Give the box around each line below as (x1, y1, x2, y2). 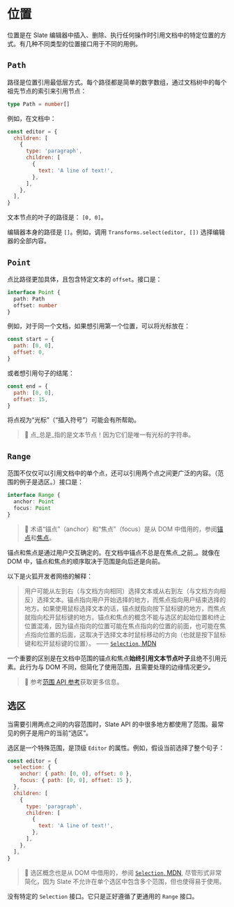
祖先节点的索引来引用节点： (7, 87, 87, 95)
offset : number (13, 302, 58, 309)
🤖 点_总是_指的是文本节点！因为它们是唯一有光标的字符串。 (24, 430, 195, 439)
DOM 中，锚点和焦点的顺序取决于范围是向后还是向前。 (7, 557, 164, 565)
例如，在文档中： (7, 114, 56, 122)
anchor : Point (13, 498, 54, 505)
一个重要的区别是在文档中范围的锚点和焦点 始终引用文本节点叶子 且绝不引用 (7, 654, 221, 662)
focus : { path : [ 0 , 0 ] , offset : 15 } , (19, 777, 132, 784)
